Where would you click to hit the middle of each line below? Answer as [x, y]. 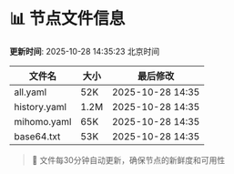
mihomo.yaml [43, 121]
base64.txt [37, 136]
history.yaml [40, 107]
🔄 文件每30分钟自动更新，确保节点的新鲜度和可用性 [128, 159]
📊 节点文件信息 [67, 19]
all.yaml [31, 92]
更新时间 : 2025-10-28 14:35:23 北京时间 [85, 51]
